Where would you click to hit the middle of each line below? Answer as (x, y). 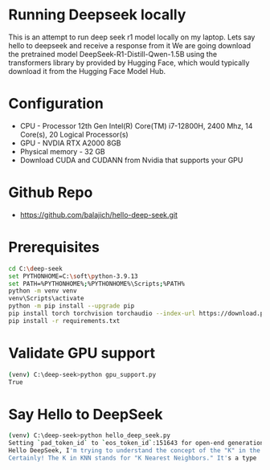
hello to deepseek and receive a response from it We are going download (130, 45)
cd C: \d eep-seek (35, 268)
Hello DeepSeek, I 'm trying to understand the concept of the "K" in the (135, 451)
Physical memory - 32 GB (63, 151)
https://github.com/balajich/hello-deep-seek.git (99, 215)
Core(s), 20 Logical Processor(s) (74, 134)
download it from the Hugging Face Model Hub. (87, 71)
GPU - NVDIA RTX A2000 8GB (71, 143)
